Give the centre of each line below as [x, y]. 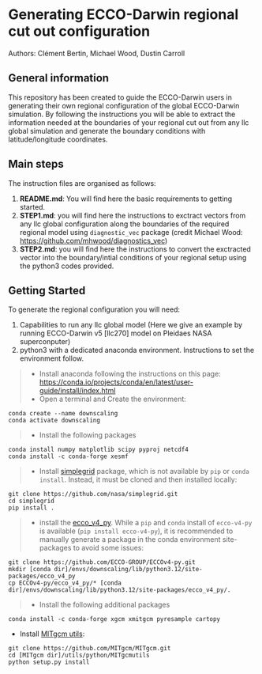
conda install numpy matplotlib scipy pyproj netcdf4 [99, 450]
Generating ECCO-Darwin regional [124, 15]
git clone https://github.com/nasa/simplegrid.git [93, 494]
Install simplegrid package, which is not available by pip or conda [144, 471]
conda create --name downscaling [63, 414]
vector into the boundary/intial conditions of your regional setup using [133, 257]
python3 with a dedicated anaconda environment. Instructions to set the [137, 350]
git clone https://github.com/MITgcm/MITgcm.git [90, 649]
